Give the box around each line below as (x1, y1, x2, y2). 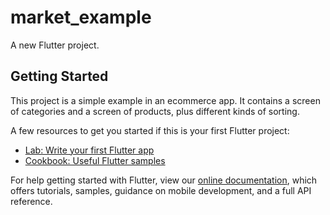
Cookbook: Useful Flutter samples (24, 154, 166, 166)
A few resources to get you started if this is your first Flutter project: (10, 124, 290, 136)
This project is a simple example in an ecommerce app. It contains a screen (10, 94, 321, 106)
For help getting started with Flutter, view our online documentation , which (10, 174, 318, 186)
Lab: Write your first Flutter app (24, 144, 155, 156)
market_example (10, 6, 152, 29)
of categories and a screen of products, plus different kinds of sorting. (10, 105, 300, 117)
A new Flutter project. (10, 39, 100, 51)
